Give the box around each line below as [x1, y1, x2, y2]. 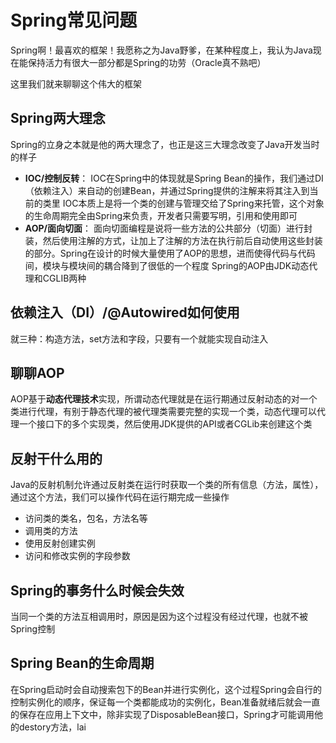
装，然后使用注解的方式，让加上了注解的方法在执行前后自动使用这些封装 [24, 234, 323, 246]
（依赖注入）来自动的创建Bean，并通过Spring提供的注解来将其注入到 [24, 184, 310, 196]
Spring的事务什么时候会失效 [10, 582, 185, 599]
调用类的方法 [24, 525, 78, 537]
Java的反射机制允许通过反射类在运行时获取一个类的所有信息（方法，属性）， [10, 479, 324, 491]
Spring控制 [10, 623, 56, 635]
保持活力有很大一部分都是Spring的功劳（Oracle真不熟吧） [27, 56, 267, 68]
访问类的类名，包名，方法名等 [24, 512, 148, 525]
